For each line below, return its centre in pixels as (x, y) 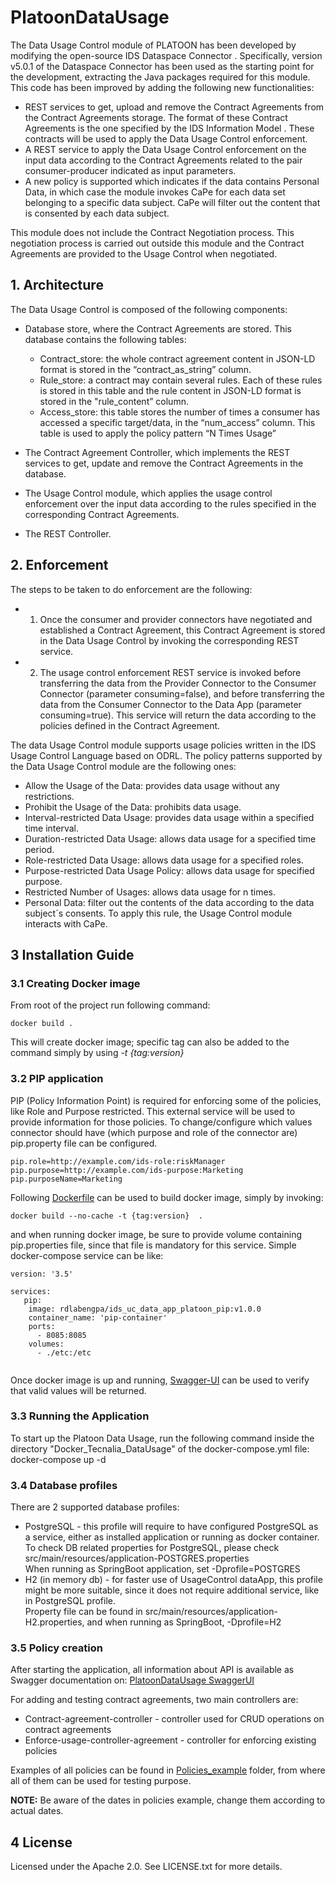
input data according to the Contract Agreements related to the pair (163, 160)
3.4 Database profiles (64, 1485)
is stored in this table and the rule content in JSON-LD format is (170, 390)
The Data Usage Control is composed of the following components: (149, 309)
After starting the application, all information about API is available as (152, 1670)
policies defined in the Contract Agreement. (130, 725)
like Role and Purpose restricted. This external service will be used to (153, 1111)
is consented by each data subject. (97, 213)
